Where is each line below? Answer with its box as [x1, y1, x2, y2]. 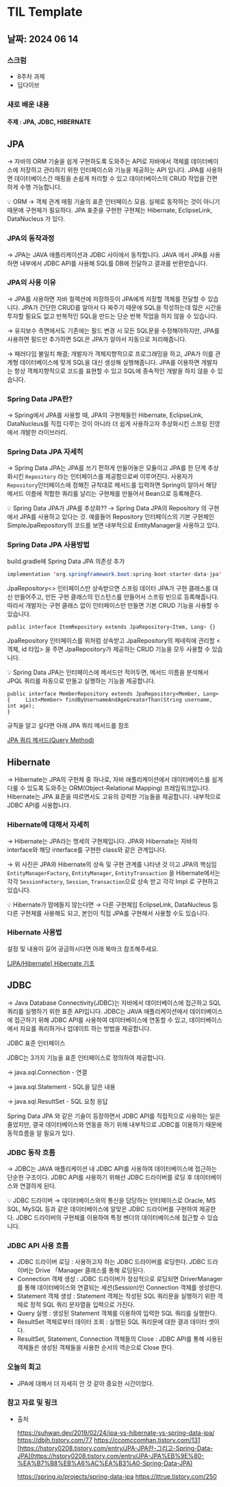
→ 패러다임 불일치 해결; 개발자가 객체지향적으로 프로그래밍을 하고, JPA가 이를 [7, 349, 214, 357]
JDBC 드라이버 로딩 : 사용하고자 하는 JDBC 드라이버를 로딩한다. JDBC [16, 1258, 206, 1266]
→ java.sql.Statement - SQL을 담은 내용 [7, 1082, 116, 1091]
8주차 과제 [16, 72, 45, 80]
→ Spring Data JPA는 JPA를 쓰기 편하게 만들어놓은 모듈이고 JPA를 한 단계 [7, 464, 207, 472]
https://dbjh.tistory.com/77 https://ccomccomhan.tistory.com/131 [16, 1436, 201, 1444]
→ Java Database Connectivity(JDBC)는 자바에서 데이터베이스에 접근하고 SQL [7, 999, 221, 1007]
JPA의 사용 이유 [7, 278, 57, 287]
